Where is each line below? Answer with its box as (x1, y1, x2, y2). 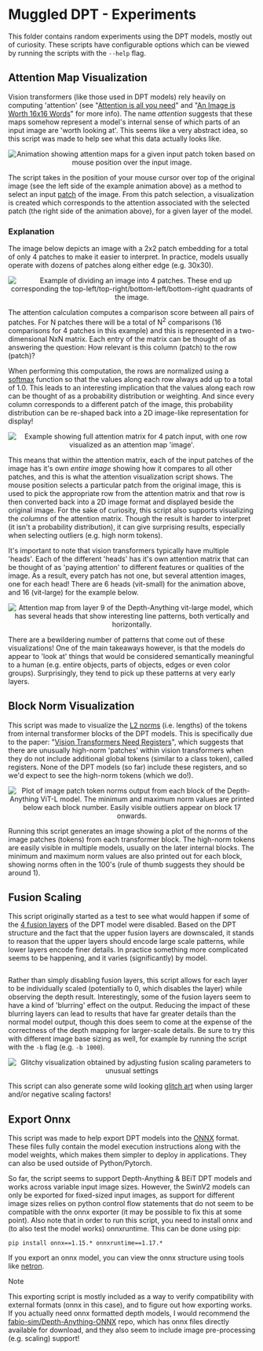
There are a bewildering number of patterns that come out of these (8, 635, 225, 644)
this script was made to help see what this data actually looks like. (8, 134, 222, 143)
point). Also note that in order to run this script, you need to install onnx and (8, 1216, 253, 1225)
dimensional (8, 334, 48, 343)
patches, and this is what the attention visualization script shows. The (8, 472, 233, 481)
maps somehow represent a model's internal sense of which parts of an (8, 117, 241, 127)
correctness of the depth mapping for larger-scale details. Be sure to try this (8, 1026, 255, 1035)
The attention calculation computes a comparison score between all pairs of (8, 308, 254, 317)
